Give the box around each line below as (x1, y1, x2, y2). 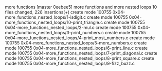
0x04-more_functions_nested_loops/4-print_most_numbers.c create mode (5, 35, 155, 41)
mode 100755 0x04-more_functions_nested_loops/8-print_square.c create (5, 56, 155, 61)
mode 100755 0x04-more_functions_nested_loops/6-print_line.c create (5, 45, 148, 51)
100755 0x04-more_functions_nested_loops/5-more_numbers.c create (5, 40, 147, 45)
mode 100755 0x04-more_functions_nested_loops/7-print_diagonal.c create (5, 50, 158, 56)
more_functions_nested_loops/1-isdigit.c (5, 14, 86, 20)
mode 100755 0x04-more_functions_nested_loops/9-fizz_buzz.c (5, 60, 135, 66)
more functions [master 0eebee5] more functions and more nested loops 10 (5, 4, 157, 10)
